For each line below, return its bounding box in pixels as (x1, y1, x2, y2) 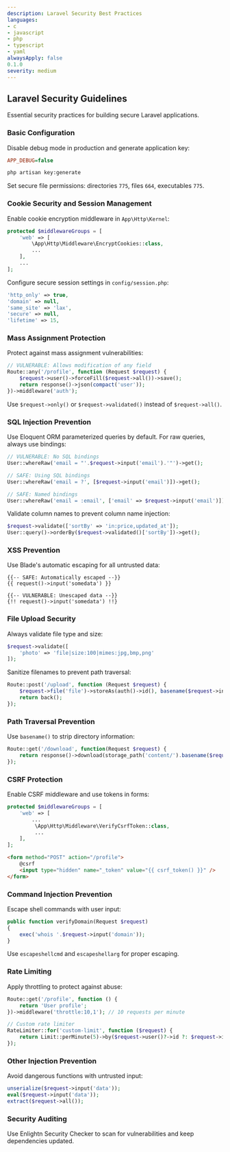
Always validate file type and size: (7, 629, 103, 638)
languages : (7, 16, 38, 23)
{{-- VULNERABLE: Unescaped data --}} (7, 592, 118, 599)
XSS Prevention (7, 546, 60, 555)
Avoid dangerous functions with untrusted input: (7, 1072, 143, 1080)
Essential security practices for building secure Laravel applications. (7, 111, 200, 119)
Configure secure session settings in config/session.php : (7, 278, 169, 287)
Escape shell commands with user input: (7, 904, 121, 913)
